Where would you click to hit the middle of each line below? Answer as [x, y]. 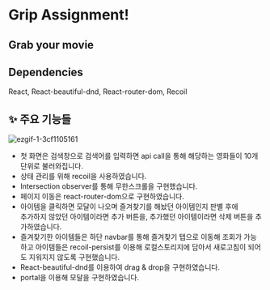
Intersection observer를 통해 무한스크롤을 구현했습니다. [109, 186]
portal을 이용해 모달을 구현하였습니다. [80, 278]
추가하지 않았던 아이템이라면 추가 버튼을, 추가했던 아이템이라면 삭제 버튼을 [137, 217]
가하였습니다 [40, 227]
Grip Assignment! [69, 15]
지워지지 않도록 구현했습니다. [74, 258]
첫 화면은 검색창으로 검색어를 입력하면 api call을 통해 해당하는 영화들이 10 [136, 156]
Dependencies [46, 72]
